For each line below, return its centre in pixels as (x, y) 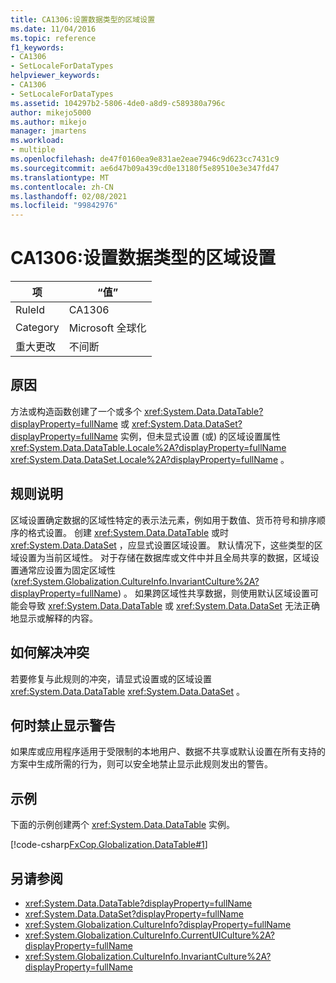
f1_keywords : (37, 47)
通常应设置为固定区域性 (67, 570)
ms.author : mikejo (48, 122)
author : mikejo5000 (51, 112)
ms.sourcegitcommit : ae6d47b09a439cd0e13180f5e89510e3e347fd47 (145, 168)
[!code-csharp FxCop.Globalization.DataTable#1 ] (109, 845)
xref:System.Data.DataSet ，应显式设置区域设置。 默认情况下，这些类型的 (162, 545)
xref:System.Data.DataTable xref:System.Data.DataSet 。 (128, 691)
